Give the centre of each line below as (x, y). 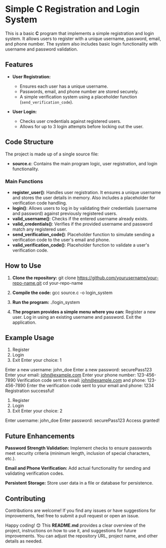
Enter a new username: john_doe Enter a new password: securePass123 (79, 370)
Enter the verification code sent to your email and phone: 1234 (90, 386)
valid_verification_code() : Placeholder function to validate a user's (81, 245)
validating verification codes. (35, 473)
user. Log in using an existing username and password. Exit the (77, 317)
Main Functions (24, 182)
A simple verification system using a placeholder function (78, 97)
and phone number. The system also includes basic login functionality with (82, 44)
